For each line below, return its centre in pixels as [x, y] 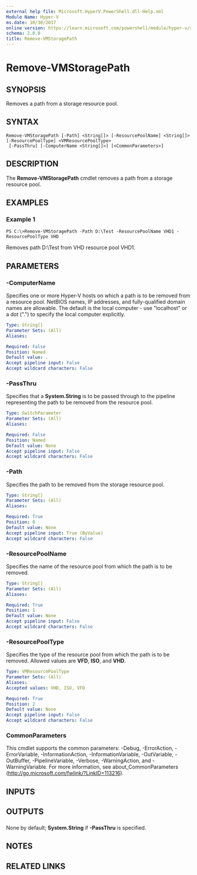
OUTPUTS [25, 812]
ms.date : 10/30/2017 [31, 22]
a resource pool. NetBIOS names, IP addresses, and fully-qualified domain [96, 302]
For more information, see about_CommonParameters [114, 767]
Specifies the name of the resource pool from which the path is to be [89, 566]
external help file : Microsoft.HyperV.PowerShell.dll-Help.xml [85, 11]
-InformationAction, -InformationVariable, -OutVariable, [107, 755]
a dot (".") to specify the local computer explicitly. [66, 314]
